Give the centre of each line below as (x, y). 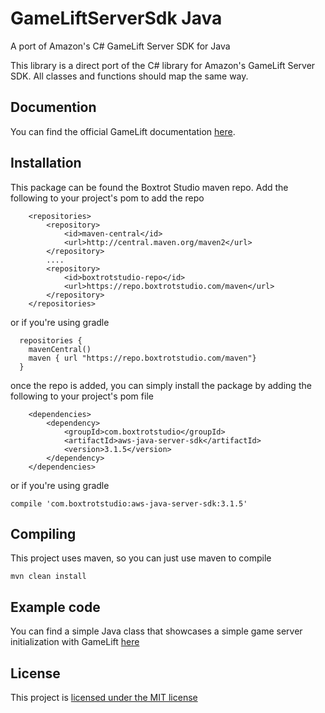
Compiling (43, 533)
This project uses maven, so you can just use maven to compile (141, 558)
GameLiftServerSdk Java (116, 18)
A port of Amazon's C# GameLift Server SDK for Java (120, 46)
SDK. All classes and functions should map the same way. (129, 76)
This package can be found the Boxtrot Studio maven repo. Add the (149, 187)
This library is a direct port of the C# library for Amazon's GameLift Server (163, 65)
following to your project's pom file (82, 396)
